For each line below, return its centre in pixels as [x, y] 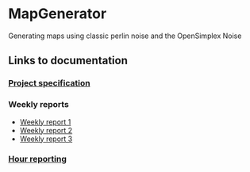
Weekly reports [38, 105]
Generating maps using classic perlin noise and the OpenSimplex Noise [125, 36]
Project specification [49, 83]
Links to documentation [68, 61]
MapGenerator [58, 14]
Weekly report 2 [46, 130]
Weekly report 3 [46, 139]
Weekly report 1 [45, 122]
